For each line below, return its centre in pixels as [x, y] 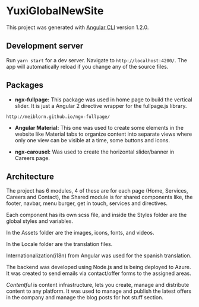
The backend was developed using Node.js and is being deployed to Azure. [99, 267]
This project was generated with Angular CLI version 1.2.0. [78, 27]
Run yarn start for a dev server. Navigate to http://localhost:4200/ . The [97, 60]
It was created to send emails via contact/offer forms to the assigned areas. [99, 273]
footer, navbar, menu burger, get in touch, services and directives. [87, 203]
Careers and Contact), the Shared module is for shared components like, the [99, 197]
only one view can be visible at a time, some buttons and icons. [92, 140]
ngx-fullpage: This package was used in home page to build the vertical [103, 100]
